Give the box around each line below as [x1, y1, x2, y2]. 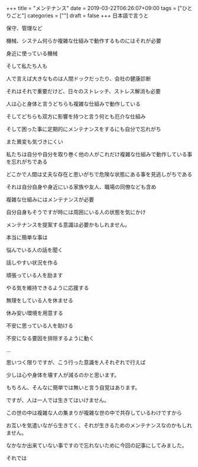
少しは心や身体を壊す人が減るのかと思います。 [6, 371, 120, 378]
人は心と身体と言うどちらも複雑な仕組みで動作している [6, 100, 141, 107]
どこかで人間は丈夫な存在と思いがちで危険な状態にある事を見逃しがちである [6, 171, 193, 177]
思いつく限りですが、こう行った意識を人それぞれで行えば [6, 359, 146, 366]
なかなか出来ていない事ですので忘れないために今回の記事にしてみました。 [6, 442, 187, 449]
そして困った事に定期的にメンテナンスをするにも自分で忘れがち [6, 126, 161, 132]
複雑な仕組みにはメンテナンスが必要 [6, 196, 95, 203]
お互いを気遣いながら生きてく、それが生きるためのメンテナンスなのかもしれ [6, 422, 193, 428]
